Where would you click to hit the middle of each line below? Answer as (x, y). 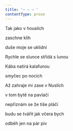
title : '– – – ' (22, 10)
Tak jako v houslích (25, 28)
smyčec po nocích (24, 76)
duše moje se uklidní (26, 47)
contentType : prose (25, 14)
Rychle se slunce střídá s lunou (37, 56)
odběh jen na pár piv (26, 123)
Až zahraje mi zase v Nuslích (35, 85)
